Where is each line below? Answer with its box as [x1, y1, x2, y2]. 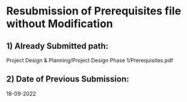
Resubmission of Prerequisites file [6, 4, 182, 18]
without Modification [6, 17, 113, 31]
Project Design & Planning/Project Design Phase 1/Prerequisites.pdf [6, 57, 173, 64]
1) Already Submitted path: [6, 41, 109, 51]
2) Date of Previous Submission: [6, 74, 129, 85]
